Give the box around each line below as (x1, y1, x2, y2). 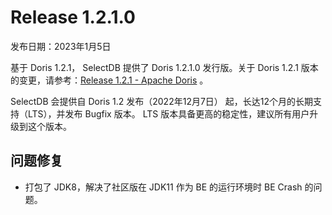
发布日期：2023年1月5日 (10, 40, 112, 52)
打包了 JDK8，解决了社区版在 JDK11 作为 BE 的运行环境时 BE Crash (24, 181, 303, 193)
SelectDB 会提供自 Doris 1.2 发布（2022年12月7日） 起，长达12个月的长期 (10, 95, 314, 107)
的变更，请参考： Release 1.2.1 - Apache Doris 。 (10, 74, 209, 86)
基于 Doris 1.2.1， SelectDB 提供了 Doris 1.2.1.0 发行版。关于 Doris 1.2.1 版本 (10, 61, 319, 73)
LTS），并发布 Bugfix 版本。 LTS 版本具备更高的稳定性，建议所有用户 (27, 107, 310, 120)
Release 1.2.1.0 (10, 6, 136, 29)
